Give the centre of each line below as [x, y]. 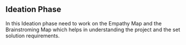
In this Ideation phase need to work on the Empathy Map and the [84, 23]
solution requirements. [33, 35]
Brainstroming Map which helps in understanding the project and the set [93, 29]
